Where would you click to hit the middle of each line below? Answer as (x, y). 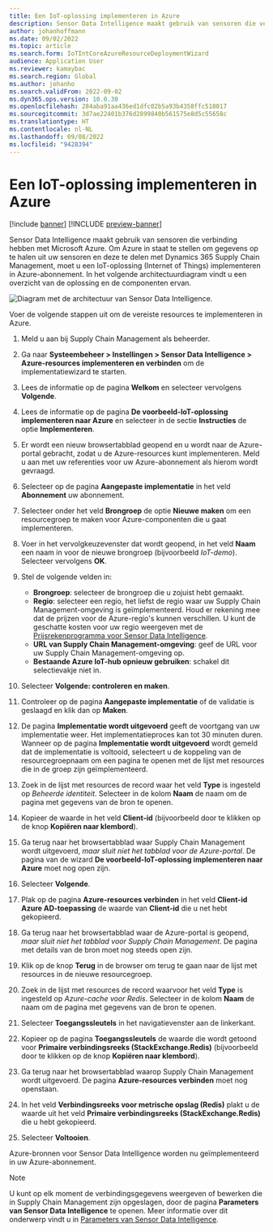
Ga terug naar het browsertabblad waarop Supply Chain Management (137, 1072)
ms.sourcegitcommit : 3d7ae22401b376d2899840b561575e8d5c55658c (118, 115)
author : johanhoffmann (47, 31)
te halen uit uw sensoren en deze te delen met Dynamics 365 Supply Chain (134, 257)
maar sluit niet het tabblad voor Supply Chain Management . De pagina (139, 941)
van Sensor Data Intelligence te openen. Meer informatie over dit (119, 1211)
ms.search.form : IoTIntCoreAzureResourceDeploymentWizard (109, 54)
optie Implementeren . (58, 429)
